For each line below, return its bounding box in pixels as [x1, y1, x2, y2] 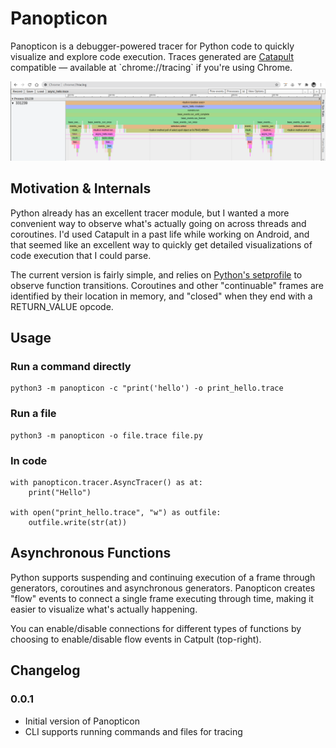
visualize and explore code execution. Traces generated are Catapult [10, 50, 295, 62]
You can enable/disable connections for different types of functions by [10, 622, 302, 634]
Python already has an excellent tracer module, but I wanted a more [10, 207, 290, 219]
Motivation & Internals [10, 180, 152, 197]
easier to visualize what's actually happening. [10, 603, 198, 615]
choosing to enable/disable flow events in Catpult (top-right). [10, 633, 262, 645]
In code [10, 453, 48, 467]
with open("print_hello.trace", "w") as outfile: [10, 508, 222, 518]
